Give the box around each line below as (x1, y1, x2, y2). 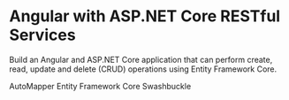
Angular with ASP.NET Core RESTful (9, 6, 281, 27)
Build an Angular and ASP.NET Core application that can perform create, (9, 54, 273, 65)
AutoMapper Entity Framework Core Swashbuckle (9, 81, 192, 91)
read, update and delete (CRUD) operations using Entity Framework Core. (9, 64, 278, 74)
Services (9, 25, 77, 45)
